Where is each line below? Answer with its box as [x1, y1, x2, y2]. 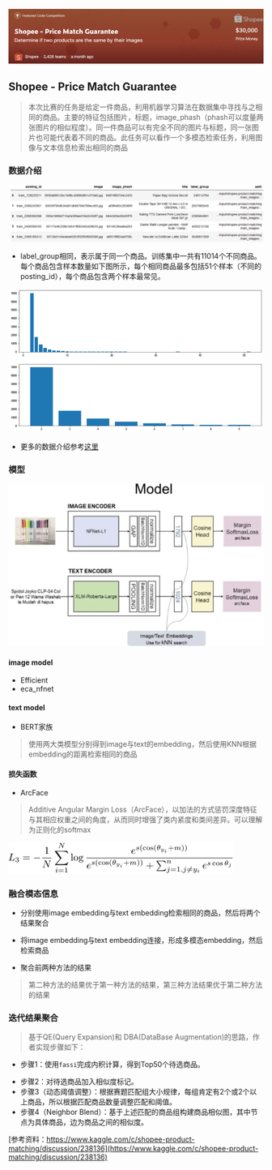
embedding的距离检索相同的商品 [28, 749, 138, 759]
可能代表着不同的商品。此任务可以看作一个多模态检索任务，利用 [42, 133, 256, 142]
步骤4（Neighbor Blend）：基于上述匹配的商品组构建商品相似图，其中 [19, 1108, 251, 1117]
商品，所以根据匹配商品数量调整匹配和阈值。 [27, 1097, 176, 1107]
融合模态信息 [8, 888, 59, 899]
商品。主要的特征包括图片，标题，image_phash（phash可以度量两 [42, 113, 264, 122]
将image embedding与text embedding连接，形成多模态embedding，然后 [19, 936, 263, 945]
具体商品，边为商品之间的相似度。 [34, 1117, 148, 1127]
